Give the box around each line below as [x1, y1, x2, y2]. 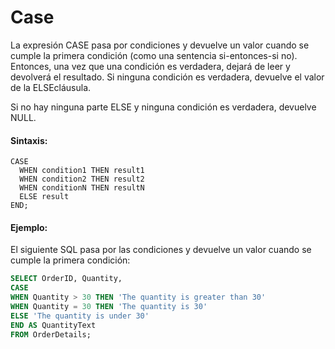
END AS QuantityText [10, 320, 97, 330]
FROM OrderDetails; [10, 329, 92, 340]
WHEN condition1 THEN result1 [19, 166, 145, 176]
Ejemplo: [10, 221, 48, 233]
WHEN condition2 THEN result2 [19, 174, 145, 185]
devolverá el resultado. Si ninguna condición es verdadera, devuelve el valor [10, 71, 325, 83]
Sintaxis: [10, 134, 48, 146]
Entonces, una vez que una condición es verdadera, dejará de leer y [10, 60, 291, 72]
